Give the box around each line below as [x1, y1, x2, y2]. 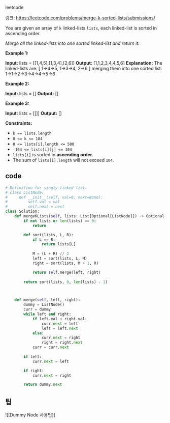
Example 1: [5, 50, 29, 56]
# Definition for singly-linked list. [5, 185, 87, 190]
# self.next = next [5, 204, 65, 209]
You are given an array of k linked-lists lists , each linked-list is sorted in [5, 25, 157, 31]
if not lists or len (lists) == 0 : [23, 218, 96, 223]
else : [32, 330, 44, 335]
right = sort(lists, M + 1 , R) [32, 261, 99, 266]
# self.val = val [5, 200, 60, 205]
